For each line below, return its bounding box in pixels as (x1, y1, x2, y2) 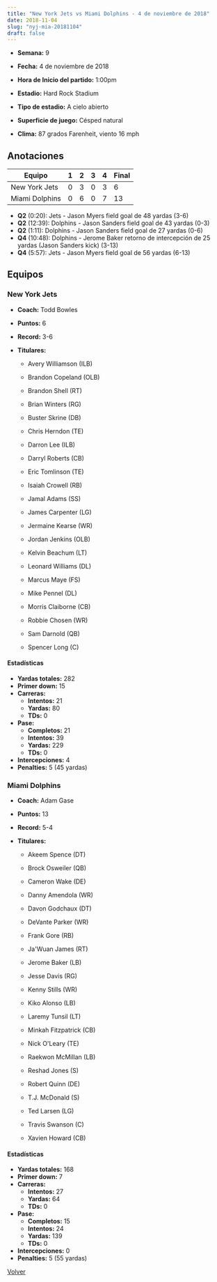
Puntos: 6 (17, 318, 47, 327)
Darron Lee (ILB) (27, 440, 75, 449)
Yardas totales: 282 (17, 674, 75, 683)
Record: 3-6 (17, 332, 54, 341)
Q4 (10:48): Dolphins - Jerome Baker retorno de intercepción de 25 (17, 234, 211, 242)
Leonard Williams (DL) (27, 562, 92, 570)
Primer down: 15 (17, 681, 66, 690)
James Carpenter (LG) (27, 508, 92, 516)
